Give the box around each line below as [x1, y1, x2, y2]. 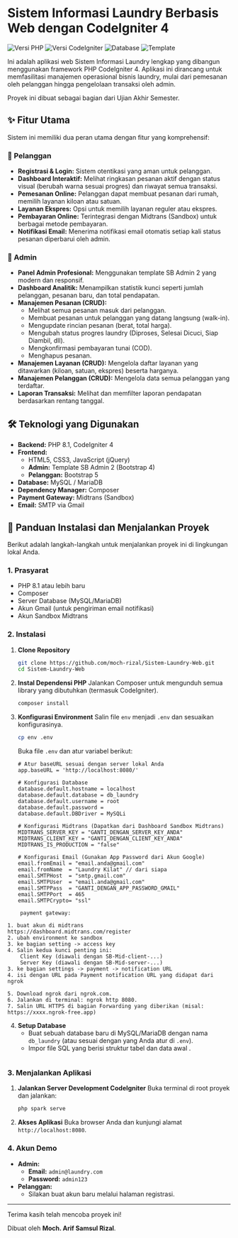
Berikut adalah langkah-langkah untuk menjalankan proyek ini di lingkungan [7, 540, 228, 548]
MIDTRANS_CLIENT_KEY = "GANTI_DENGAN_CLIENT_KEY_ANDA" [17, 835, 183, 842]
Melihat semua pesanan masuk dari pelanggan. [28, 306, 166, 315]
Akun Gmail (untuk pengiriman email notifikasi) [17, 604, 154, 613]
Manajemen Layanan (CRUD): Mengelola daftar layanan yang [17, 359, 198, 367]
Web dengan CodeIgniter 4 [7, 20, 169, 36]
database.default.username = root [17, 798, 120, 805]
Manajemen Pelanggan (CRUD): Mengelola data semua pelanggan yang [17, 374, 230, 382]
